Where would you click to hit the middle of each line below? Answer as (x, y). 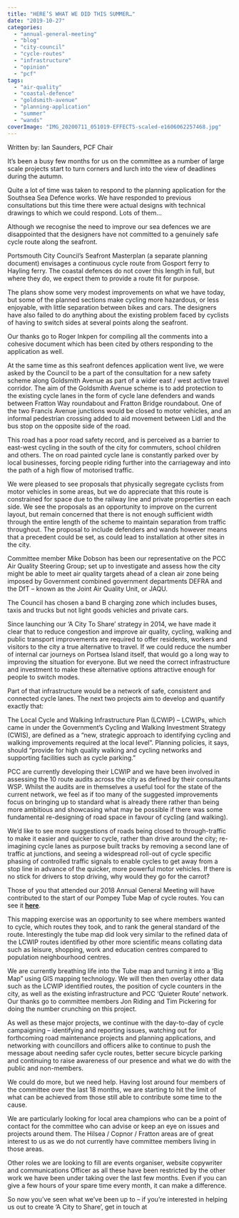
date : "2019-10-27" (36, 21)
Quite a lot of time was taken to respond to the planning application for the (117, 190)
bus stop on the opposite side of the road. (69, 426)
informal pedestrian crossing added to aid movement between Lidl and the (117, 418)
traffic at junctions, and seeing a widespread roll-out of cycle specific (110, 853)
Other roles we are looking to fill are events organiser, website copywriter (115, 1162)
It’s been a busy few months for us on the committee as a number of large (116, 161)
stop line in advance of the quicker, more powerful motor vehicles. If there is (119, 868)
